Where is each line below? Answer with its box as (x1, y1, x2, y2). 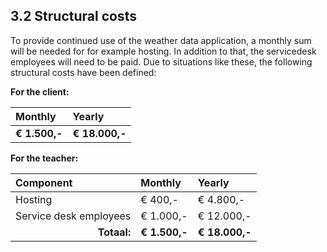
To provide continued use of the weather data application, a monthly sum (10, 34, 312, 46)
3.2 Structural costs (10, 8, 137, 25)
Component (15, 175, 73, 189)
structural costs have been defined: (10, 66, 157, 78)
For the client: (10, 85, 70, 98)
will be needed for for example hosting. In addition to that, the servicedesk (10, 45, 317, 57)
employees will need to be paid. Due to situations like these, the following (10, 55, 313, 68)
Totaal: (97, 225, 132, 239)
